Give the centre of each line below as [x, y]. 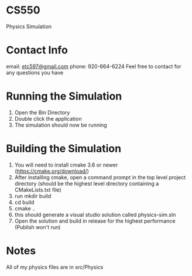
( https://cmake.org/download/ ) [52, 171]
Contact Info [37, 50]
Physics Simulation [29, 26]
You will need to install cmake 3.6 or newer [66, 165]
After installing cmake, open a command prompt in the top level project [100, 177]
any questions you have [35, 72]
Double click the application [48, 118]
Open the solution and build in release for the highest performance [95, 221]
